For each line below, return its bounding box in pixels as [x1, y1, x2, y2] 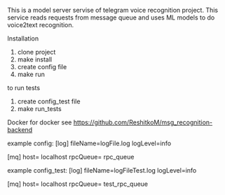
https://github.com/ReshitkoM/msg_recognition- [73, 118, 212, 127]
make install [17, 55, 53, 64]
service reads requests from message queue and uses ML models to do [7, 13, 215, 22]
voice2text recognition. [7, 21, 74, 29]
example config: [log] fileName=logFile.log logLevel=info [7, 139, 172, 147]
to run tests [7, 84, 41, 92]
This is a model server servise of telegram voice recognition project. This [7, 6, 219, 14]
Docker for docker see [7, 118, 72, 127]
